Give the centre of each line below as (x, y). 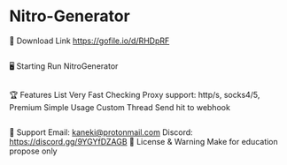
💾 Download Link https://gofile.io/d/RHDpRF (89, 41)
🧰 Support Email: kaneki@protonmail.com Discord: (101, 132)
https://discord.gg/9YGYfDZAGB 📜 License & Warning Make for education (144, 141)
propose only (33, 151)
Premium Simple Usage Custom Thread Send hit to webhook (120, 107)
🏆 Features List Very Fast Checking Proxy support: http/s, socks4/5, (135, 94)
